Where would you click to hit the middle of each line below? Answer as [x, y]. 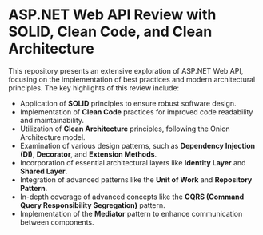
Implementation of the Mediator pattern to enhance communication [131, 213]
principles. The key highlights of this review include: [94, 88]
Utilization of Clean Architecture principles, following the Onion [125, 129]
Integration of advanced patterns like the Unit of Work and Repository [136, 179]
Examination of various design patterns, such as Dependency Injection [137, 145]
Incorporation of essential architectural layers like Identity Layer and [133, 162]
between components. [57, 222]
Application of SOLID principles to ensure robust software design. [128, 103]
